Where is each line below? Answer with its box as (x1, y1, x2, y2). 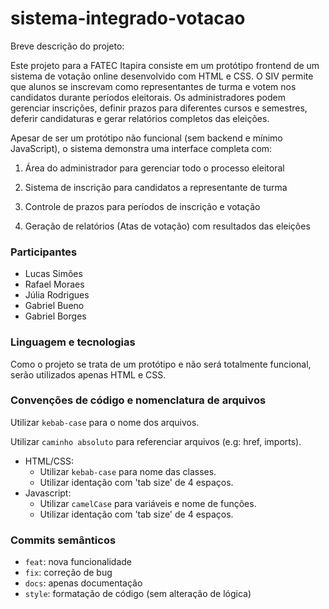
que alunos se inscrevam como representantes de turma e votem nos (10, 80, 297, 92)
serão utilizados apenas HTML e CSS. (10, 368, 167, 381)
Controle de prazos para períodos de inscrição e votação (24, 200, 261, 212)
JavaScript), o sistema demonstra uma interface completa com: (10, 142, 273, 154)
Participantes (10, 245, 78, 259)
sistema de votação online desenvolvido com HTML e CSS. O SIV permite (10, 70, 314, 82)
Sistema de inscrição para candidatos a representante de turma (24, 181, 288, 193)
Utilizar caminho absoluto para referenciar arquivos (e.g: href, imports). (10, 435, 302, 447)
